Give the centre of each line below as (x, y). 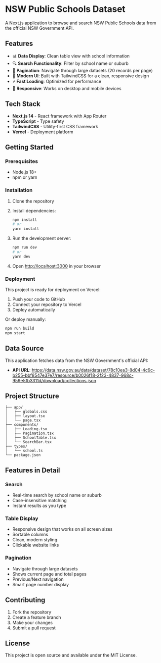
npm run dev (24, 248)
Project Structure (32, 396)
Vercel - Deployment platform (43, 132)
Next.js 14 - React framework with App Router (59, 116)
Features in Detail (33, 470)
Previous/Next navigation (38, 579)
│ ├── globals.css (26, 412)
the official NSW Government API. (40, 28)
